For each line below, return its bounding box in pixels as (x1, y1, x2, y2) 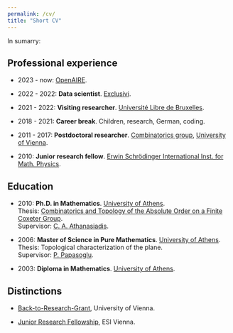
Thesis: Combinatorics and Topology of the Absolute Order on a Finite (17, 207, 223, 215)
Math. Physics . (17, 160, 62, 168)
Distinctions (7, 285, 63, 297)
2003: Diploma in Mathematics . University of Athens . (17, 264, 175, 273)
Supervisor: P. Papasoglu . (17, 251, 94, 259)
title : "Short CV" (7, 17, 62, 24)
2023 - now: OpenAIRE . (17, 76, 87, 84)
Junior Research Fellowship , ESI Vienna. (17, 317, 136, 326)
